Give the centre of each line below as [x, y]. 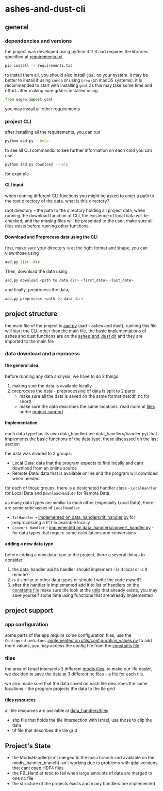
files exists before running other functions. [48, 226]
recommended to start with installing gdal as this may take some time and [79, 85]
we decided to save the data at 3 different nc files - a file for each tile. [75, 674]
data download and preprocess [42, 354]
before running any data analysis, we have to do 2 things [62, 376]
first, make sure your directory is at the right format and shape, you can [76, 248]
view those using [22, 253]
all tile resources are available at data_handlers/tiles [57, 710]
